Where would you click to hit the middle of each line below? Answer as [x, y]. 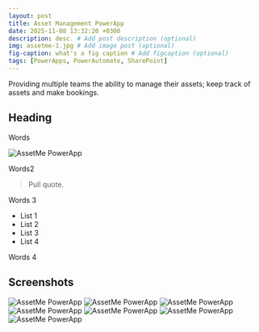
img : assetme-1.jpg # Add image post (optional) [92, 46]
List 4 [29, 241]
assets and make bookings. [54, 92]
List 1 [29, 216]
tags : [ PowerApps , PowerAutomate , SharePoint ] [88, 61]
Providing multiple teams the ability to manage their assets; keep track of [129, 84]
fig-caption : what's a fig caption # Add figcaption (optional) [119, 53]
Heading [30, 118]
